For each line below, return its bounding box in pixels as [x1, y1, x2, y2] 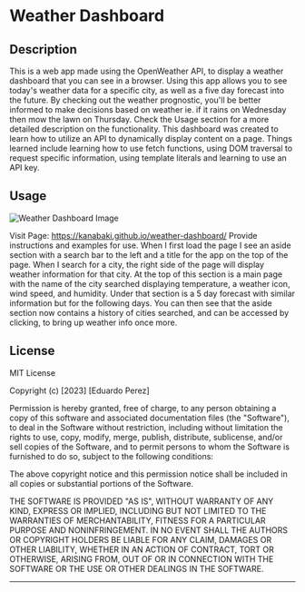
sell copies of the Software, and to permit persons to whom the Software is [9, 441, 290, 452]
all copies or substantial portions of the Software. [9, 478, 193, 488]
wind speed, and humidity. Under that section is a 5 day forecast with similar [9, 288, 296, 299]
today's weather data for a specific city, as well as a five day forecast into [9, 85, 284, 95]
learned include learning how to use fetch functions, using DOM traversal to [9, 143, 293, 153]
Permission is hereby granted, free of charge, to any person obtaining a [9, 402, 277, 413]
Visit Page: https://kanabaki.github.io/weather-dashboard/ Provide [9, 230, 258, 241]
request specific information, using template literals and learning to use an [9, 153, 288, 163]
